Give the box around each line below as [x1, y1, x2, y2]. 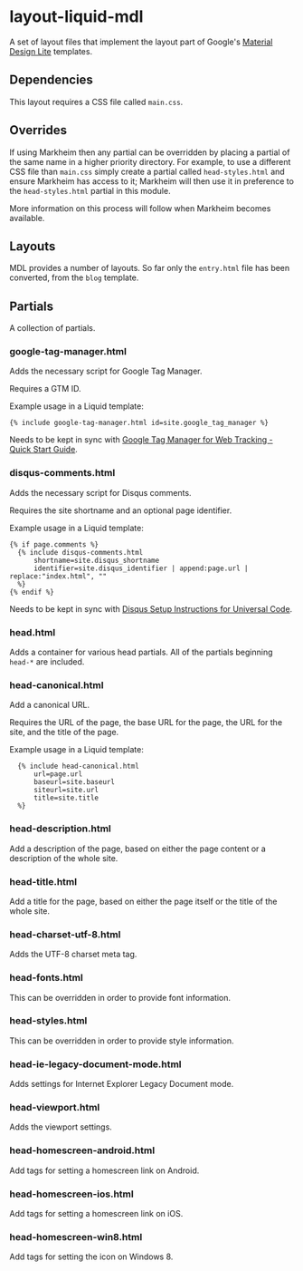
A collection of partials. [9, 323, 96, 334]
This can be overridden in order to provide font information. [9, 992, 232, 1003]
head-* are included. [9, 656, 85, 667]
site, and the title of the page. [9, 727, 119, 738]
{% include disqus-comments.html [17, 548, 144, 557]
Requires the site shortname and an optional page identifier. [9, 505, 232, 516]
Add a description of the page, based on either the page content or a [9, 843, 267, 854]
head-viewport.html [9, 1101, 100, 1114]
